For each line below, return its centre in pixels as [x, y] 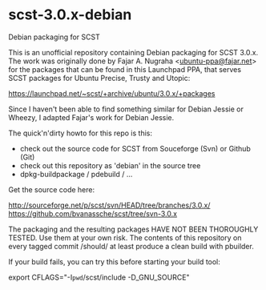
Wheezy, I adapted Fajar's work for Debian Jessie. [91, 117]
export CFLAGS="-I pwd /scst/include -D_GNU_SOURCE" [99, 277]
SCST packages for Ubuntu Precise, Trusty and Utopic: [99, 78]
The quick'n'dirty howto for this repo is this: [81, 133]
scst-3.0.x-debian [70, 15]
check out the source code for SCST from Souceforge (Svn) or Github [135, 148]
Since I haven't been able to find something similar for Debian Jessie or [126, 109]
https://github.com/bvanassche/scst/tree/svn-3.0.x [93, 213]
